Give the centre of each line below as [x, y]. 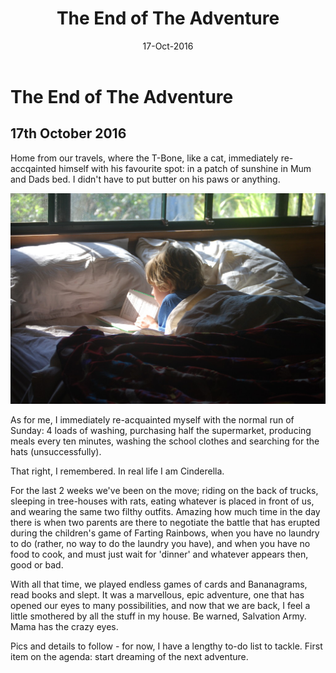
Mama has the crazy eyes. [64, 626]
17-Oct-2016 [168, 46]
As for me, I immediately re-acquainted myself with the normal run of [152, 419]
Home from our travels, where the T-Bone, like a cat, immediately [144, 158]
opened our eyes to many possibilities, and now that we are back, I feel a [160, 605]
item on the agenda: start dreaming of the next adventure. [129, 656]
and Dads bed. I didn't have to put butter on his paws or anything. [145, 179]
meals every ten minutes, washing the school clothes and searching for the [165, 441]
